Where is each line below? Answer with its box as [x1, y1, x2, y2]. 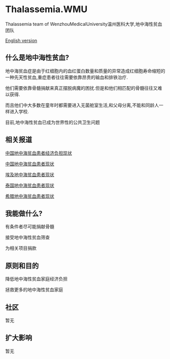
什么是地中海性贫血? [5, 53, 70, 62]
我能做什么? [5, 209, 43, 218]
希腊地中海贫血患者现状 [5, 193, 54, 199]
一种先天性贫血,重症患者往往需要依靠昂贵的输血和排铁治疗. [5, 74, 128, 80]
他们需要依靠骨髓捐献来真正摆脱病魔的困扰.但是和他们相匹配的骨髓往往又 [5, 85, 158, 91]
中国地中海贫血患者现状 [5, 161, 54, 167]
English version [5, 37, 38, 44]
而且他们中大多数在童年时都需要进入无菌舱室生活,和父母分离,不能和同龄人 [5, 102, 159, 108]
